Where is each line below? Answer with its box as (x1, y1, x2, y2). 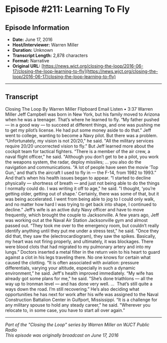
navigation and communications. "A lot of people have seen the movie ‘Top (5, 164, 159, 170)
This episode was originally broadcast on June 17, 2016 (5, 332, 119, 338)
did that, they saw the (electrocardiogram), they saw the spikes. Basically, (5, 233, 157, 239)
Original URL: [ (12, 63, 43, 69)
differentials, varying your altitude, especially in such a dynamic (5, 265, 136, 271)
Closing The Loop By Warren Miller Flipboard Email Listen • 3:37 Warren (5, 106, 153, 112)
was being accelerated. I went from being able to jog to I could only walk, (5, 196, 155, 202)
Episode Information (5, 23, 70, 32)
